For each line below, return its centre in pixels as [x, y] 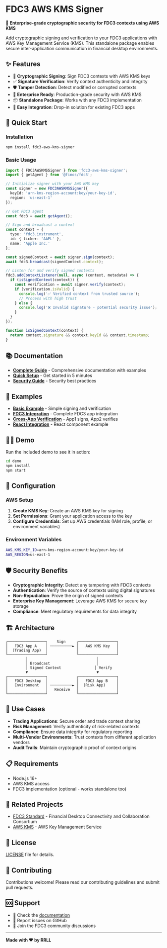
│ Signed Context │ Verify [69, 668]
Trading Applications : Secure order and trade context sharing [76, 721]
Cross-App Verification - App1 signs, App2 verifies [65, 419]
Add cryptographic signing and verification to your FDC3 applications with [82, 38]
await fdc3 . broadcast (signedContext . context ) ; [55, 262]
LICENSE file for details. [30, 854]
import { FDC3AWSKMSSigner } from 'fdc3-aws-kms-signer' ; [67, 170]
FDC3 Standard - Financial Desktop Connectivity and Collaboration [81, 816]
